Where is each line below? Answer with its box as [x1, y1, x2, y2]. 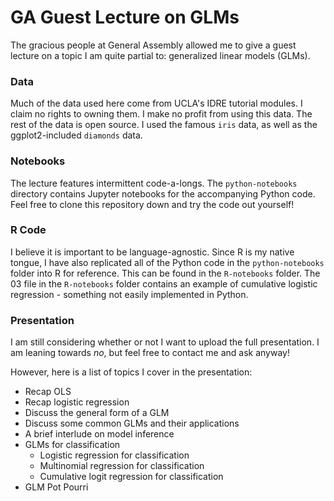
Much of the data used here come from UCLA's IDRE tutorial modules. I [10, 97, 303, 110]
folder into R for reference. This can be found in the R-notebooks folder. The [10, 267, 321, 279]
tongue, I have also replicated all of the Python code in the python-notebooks [10, 256, 325, 268]
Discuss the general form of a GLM [24, 407, 170, 419]
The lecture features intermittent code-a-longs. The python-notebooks [10, 177, 298, 189]
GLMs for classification [24, 439, 121, 451]
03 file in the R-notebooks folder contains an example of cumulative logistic [10, 277, 318, 290]
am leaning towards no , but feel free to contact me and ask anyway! [10, 347, 290, 359]
